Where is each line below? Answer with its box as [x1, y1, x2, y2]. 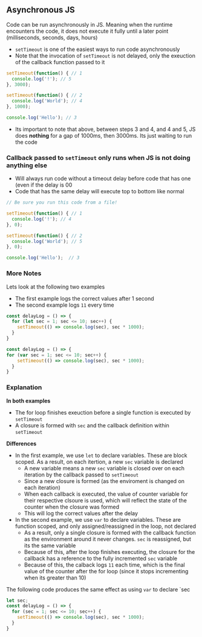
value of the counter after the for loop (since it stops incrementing [24, 567, 189, 575]
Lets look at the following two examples [6, 283, 105, 290]
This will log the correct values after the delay [24, 509, 138, 517]
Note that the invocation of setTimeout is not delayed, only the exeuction [15, 52, 195, 59]
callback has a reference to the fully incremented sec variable [24, 555, 177, 562]
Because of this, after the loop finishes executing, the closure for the [24, 548, 195, 555]
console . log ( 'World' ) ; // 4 [11, 98, 83, 104]
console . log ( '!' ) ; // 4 [11, 216, 71, 222]
